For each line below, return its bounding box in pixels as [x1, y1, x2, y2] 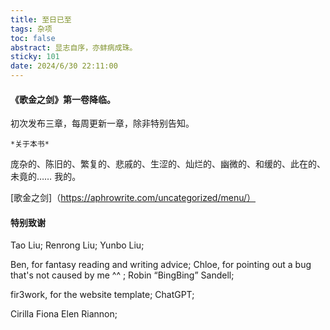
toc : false [10, 33, 56, 43]
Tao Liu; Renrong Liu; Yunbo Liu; [10, 239, 145, 251]
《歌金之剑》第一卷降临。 [10, 93, 116, 105]
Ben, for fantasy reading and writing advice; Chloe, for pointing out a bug [10, 259, 312, 271]
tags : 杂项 [10, 24, 53, 34]
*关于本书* [10, 139, 50, 150]
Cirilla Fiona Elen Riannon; [10, 308, 118, 320]
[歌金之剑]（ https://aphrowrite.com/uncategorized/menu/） [10, 192, 257, 204]
